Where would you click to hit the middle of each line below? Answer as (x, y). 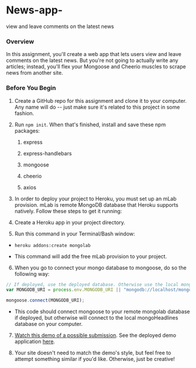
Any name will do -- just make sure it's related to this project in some (97, 107)
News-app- (34, 10)
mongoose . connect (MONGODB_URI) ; (45, 301)
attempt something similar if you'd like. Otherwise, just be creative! (94, 359)
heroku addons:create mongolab (52, 245)
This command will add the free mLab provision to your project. (91, 256)
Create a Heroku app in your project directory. (70, 222)
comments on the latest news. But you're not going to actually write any (92, 60)
